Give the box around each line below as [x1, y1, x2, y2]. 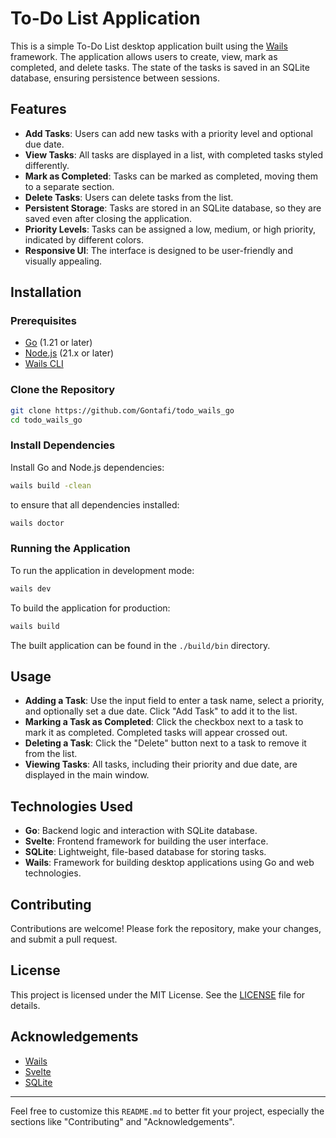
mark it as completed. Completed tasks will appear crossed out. [24, 727, 288, 739]
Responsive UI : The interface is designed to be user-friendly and [24, 244, 293, 256]
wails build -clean [10, 480, 92, 491]
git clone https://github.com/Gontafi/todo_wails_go [10, 405, 235, 416]
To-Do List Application [10, 7, 201, 30]
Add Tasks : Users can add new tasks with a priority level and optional [24, 127, 313, 139]
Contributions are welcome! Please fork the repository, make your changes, [10, 923, 322, 935]
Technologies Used [10, 798, 133, 815]
